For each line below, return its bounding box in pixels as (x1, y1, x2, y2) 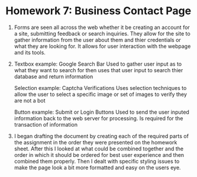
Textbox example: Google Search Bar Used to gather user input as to (14, 60, 182, 67)
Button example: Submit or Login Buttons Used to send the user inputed (14, 108, 190, 115)
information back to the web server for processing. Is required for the (14, 114, 183, 122)
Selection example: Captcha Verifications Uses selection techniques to (14, 84, 187, 91)
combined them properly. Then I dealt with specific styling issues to (14, 157, 180, 165)
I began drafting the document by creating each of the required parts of (14, 132, 189, 140)
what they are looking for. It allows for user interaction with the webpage (14, 43, 191, 50)
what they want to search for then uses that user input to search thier (14, 66, 183, 73)
